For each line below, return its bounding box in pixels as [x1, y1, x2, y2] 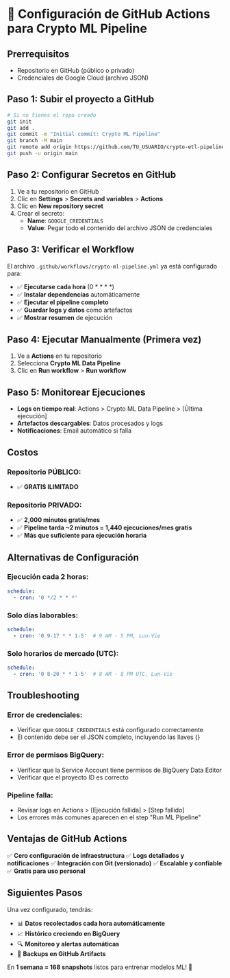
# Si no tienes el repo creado [7, 111, 97, 119]
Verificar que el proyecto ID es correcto [16, 773, 129, 782]
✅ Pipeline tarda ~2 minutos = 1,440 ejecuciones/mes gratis [16, 523, 192, 532]
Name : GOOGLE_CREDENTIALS [27, 216, 104, 225]
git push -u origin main [7, 150, 78, 157]
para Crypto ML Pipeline [7, 21, 147, 36]
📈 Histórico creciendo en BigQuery [16, 929, 120, 937]
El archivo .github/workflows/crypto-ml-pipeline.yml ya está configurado [7, 262, 218, 270]
